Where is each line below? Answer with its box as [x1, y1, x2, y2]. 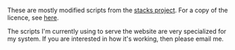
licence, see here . [7, 13, 59, 22]
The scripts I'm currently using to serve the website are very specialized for [7, 27, 227, 35]
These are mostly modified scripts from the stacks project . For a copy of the [7, 6, 229, 14]
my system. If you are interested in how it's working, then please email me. [7, 35, 224, 43]
